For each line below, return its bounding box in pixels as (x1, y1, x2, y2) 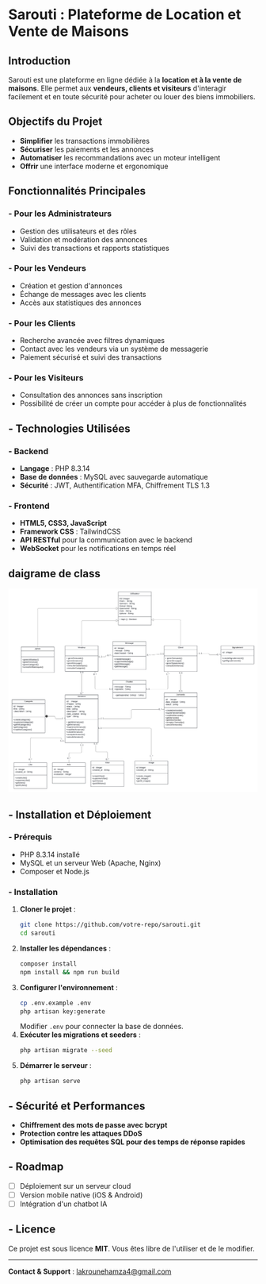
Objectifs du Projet (8, 115, 103, 129)
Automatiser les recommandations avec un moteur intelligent (19, 152, 221, 162)
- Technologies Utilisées (8, 422, 131, 435)
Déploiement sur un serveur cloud (19, 1181, 131, 1190)
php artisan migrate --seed (19, 1047, 112, 1055)
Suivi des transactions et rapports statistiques (19, 243, 170, 253)
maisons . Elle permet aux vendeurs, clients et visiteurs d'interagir (8, 83, 227, 93)
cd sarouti (19, 929, 56, 938)
